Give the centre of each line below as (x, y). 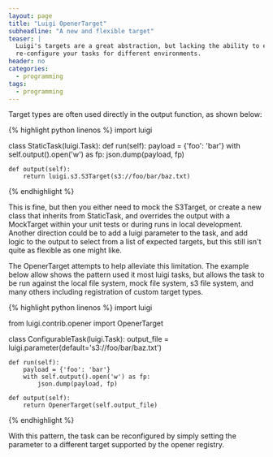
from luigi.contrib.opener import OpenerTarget (86, 323)
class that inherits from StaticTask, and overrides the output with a (119, 216)
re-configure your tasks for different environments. (108, 54)
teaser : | (25, 39)
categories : (28, 69)
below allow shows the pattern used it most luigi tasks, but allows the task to (136, 275)
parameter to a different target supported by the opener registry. (117, 445)
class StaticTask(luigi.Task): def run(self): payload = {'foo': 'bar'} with (125, 146)
